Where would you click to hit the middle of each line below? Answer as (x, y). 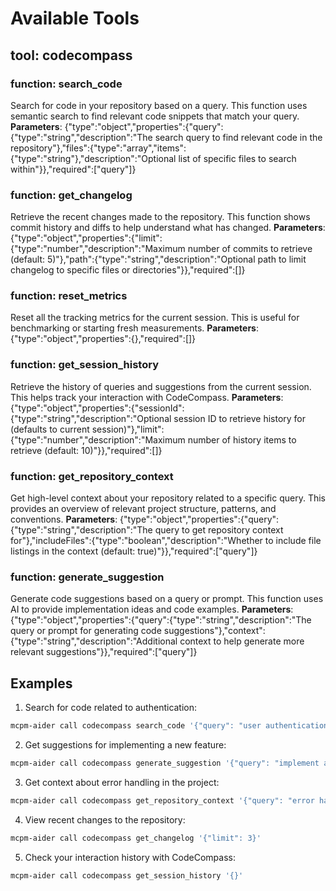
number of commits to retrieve (250, 249)
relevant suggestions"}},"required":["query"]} (104, 652)
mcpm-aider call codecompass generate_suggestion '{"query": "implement (165, 763)
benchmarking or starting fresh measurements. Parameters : (135, 328)
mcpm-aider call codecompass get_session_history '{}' (127, 875)
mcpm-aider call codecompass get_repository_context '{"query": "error (162, 800)
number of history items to (242, 439)
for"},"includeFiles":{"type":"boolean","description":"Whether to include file (166, 541)
